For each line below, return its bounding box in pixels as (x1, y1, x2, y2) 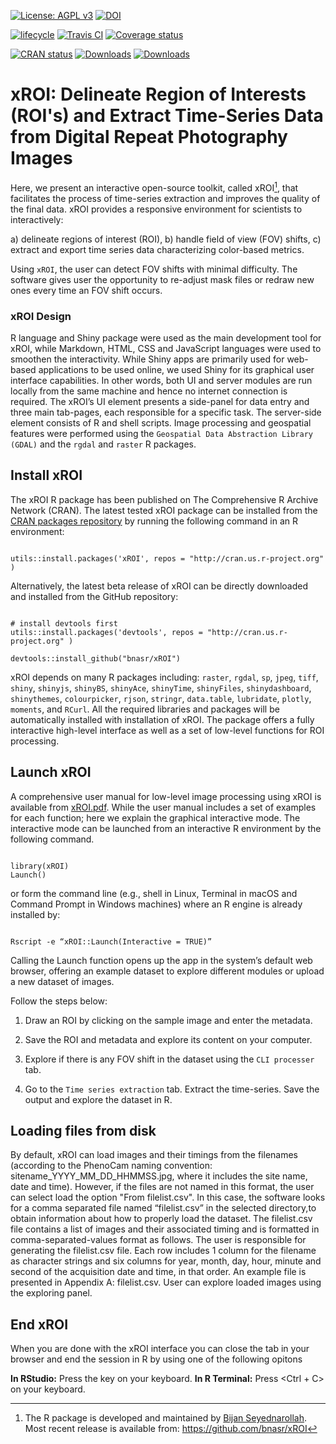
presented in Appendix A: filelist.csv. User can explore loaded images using (10, 1276, 322, 1289)
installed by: (10, 908, 61, 920)
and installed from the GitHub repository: (10, 590, 179, 602)
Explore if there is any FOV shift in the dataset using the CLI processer (24, 1053, 315, 1065)
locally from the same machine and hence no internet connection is (10, 385, 288, 397)
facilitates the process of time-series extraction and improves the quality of (10, 192, 321, 204)
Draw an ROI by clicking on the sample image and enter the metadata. (24, 1014, 313, 1026)
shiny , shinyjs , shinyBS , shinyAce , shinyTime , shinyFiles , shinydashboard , (10, 681, 312, 694)
